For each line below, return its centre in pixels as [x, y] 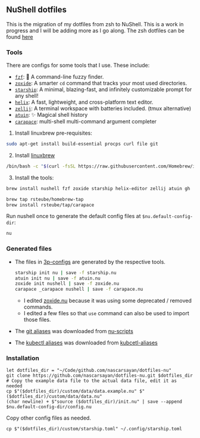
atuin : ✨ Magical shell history [51, 115]
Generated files [29, 248]
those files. [37, 320]
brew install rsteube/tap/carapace [50, 205]
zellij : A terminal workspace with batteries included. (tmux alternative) [103, 108]
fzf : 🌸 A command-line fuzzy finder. [59, 77]
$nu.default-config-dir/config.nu [49, 407]
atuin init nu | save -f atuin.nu [57, 278]
